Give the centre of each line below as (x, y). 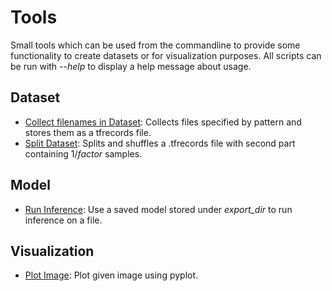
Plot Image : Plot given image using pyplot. (111, 275)
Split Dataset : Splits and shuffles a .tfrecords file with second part (160, 143)
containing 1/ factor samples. (83, 153)
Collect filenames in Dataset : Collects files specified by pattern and (163, 122)
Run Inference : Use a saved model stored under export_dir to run (158, 209)
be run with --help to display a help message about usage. (131, 66)
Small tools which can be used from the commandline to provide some (155, 45)
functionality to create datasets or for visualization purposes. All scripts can (166, 55)
